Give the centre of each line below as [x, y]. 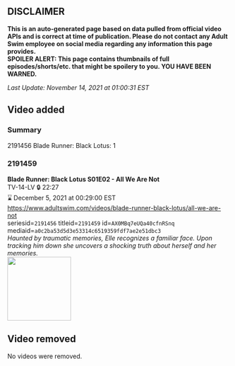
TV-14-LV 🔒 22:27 [33, 187]
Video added [36, 110]
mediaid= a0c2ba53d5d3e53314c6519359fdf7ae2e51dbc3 [84, 230]
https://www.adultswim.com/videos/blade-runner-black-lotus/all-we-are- [114, 207]
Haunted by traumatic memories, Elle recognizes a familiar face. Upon [110, 238]
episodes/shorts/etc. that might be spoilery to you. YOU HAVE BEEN [109, 66]
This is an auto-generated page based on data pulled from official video [115, 28]
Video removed [42, 339]
